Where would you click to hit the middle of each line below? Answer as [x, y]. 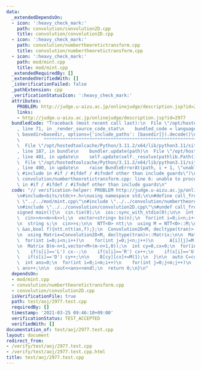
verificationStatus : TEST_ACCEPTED [56, 318]
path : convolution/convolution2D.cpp [64, 28]
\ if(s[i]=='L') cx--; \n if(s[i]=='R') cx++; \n [85, 252]
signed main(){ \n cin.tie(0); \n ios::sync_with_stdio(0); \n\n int [106, 213]
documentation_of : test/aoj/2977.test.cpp [60, 330]
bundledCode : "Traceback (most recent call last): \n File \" [91, 124]
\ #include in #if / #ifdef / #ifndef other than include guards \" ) [104, 174]
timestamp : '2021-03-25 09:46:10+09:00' [63, 313]
